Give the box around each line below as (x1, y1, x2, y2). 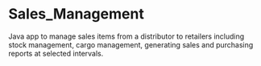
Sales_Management (8, 5, 145, 23)
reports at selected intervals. (8, 48, 104, 58)
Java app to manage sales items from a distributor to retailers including (8, 31, 245, 41)
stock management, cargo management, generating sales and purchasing (8, 39, 254, 49)
